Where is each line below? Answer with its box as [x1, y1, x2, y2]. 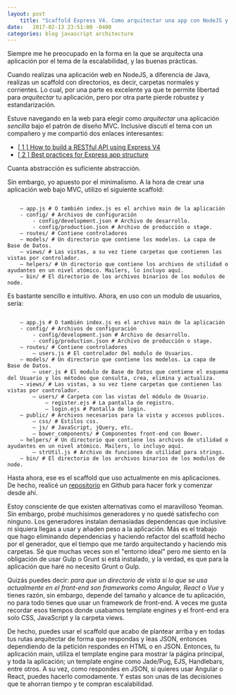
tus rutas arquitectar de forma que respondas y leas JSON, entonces [7, 635, 207, 643]
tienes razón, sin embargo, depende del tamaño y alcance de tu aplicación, [7, 591, 226, 600]
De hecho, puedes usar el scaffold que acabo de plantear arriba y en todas [7, 627, 225, 636]
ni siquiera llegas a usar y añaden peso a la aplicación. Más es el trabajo [7, 525, 217, 533]
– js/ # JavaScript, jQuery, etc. [32, 424, 134, 432]
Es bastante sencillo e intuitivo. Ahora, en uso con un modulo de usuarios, [7, 292, 222, 300]
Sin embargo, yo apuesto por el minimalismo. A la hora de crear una [7, 178, 204, 186]
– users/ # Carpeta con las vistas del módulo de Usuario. [32, 393, 210, 400]
